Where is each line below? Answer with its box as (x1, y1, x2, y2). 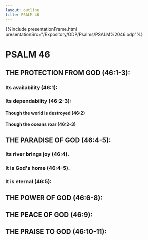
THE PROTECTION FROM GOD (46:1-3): (5, 69, 130, 77)
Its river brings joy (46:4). (5, 151, 69, 158)
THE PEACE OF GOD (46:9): (5, 211, 93, 219)
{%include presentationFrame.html (5, 26, 77, 32)
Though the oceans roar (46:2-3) (5, 121, 76, 127)
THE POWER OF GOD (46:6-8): (5, 193, 103, 202)
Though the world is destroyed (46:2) (5, 110, 85, 116)
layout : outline (5, 7, 39, 13)
